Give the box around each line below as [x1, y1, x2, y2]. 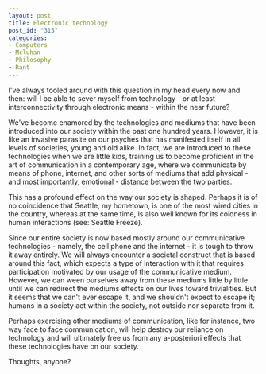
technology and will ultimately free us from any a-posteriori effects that [8, 333, 241, 342]
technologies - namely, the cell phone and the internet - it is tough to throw [8, 241, 254, 251]
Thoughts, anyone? [8, 356, 71, 366]
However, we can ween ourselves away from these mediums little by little [8, 275, 249, 285]
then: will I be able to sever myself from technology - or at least [8, 93, 216, 103]
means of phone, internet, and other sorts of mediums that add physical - [8, 168, 249, 177]
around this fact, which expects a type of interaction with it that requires [8, 258, 245, 267]
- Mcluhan [8, 49, 41, 56]
